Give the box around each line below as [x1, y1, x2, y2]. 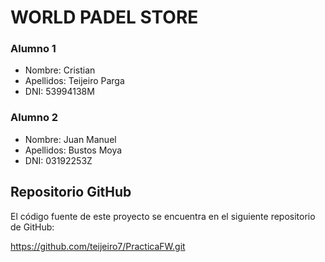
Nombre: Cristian [24, 64, 96, 76]
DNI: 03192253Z [24, 154, 93, 166]
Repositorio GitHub [10, 184, 132, 201]
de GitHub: [10, 221, 55, 233]
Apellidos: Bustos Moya [24, 144, 123, 156]
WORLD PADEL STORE [10, 6, 199, 29]
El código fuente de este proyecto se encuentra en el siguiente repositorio [10, 210, 316, 222]
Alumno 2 [10, 111, 59, 125]
